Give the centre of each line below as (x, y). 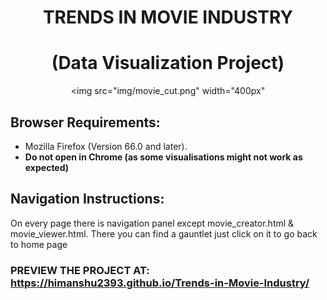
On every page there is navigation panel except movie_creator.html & (152, 223)
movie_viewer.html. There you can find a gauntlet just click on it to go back (164, 233)
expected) (47, 167)
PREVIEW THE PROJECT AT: (80, 270)
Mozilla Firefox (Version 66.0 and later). (106, 146)
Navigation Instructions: (87, 199)
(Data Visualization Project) (168, 63)
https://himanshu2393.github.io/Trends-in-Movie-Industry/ (160, 283)
